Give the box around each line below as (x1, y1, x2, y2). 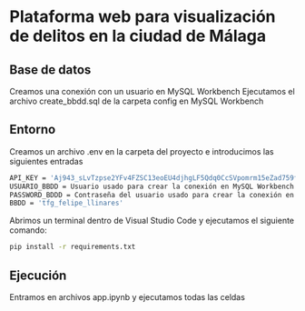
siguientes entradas (9, 155, 84, 166)
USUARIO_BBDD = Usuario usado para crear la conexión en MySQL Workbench (9, 182, 295, 191)
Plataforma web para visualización (9, 6, 276, 27)
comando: (9, 225, 47, 236)
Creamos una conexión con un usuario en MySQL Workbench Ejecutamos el (9, 86, 295, 96)
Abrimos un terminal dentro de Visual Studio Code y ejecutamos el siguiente (9, 216, 295, 226)
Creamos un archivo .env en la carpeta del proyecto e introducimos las (9, 145, 274, 156)
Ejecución (9, 267, 67, 283)
